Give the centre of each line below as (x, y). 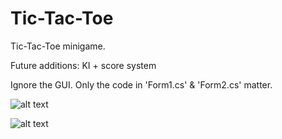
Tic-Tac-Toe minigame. (58, 46)
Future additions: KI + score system (83, 65)
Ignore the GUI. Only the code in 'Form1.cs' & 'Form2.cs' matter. (141, 84)
